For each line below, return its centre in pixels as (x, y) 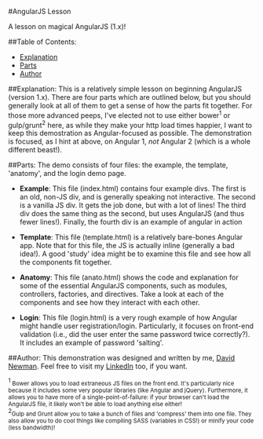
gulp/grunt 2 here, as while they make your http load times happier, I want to (130, 124)
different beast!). (35, 150)
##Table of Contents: (42, 42)
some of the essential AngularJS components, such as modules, (123, 286)
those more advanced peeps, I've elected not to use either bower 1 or (119, 115)
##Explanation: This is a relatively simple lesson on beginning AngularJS (125, 89)
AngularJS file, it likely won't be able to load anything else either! (95, 404)
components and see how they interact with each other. (110, 302)
